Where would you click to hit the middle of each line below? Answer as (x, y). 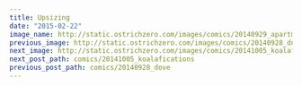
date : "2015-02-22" (46, 26)
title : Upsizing (40, 17)
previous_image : (40, 43)
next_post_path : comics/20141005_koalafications (102, 59)
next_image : (31, 51)
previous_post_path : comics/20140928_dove (90, 68)
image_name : (31, 34)
